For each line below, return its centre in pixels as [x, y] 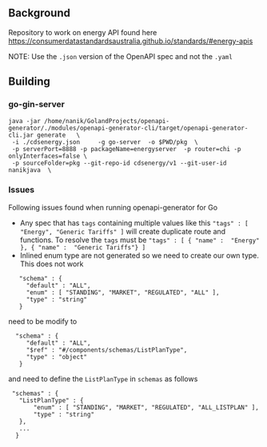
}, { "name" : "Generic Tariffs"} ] [83, 247]
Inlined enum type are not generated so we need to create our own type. [139, 255]
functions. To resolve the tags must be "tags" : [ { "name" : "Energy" [139, 240]
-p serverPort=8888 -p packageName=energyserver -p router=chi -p [126, 149]
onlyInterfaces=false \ [48, 156]
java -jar [25, 121]
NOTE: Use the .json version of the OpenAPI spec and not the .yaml [121, 56]
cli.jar [21, 135]
